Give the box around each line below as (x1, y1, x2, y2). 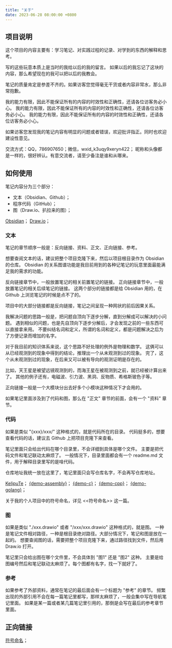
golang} (5, 486, 22, 493)
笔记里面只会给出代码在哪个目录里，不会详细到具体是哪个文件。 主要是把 (5, 445, 159, 452)
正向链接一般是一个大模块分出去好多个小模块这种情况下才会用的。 (5, 385, 144, 391)
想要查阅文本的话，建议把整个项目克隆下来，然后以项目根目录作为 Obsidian (5, 255, 165, 261)
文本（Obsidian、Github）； (12, 194, 71, 200)
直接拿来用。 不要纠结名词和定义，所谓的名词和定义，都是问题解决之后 (9, 326, 159, 332)
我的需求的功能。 (9, 268, 46, 274)
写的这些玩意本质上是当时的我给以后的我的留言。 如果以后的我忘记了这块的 (5, 64, 164, 71)
